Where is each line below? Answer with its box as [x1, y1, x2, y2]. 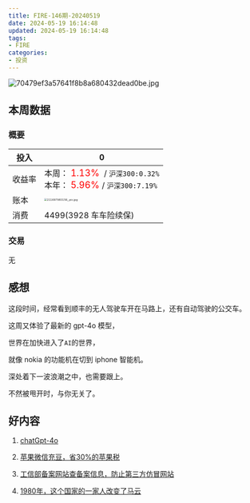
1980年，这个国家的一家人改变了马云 [19, 486, 141, 496]
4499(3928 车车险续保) [44, 210, 134, 221]
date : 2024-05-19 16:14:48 [8, 19, 98, 27]
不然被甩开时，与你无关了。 [8, 389, 100, 398]
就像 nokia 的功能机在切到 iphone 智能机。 [8, 354, 148, 364]
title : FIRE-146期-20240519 [8, 11, 101, 20]
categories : [8, 49, 48, 57]
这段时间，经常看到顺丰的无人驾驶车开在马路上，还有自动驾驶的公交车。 [8, 303, 246, 313]
